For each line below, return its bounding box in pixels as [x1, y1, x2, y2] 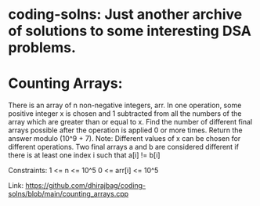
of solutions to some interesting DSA [8, 22, 252, 40]
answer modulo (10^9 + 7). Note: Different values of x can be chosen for [8, 134, 241, 143]
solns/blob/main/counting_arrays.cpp [8, 190, 129, 199]
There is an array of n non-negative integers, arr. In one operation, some [8, 100, 242, 110]
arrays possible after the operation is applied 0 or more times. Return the [8, 125, 243, 135]
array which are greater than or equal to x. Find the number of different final [8, 117, 253, 127]
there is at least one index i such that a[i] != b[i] [8, 150, 161, 160]
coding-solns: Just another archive [8, 5, 243, 23]
